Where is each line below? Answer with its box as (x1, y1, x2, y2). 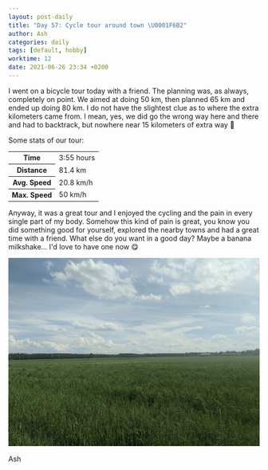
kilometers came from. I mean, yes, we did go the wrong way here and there (8, 112, 259, 121)
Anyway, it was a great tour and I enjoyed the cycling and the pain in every (8, 208, 253, 217)
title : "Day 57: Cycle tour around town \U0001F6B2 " (8, 21, 187, 29)
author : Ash (8, 29, 48, 37)
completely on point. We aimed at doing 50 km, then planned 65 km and (8, 94, 246, 104)
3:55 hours (58, 152, 96, 163)
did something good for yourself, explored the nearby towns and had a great (8, 225, 259, 234)
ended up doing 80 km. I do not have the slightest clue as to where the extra (8, 103, 259, 112)
